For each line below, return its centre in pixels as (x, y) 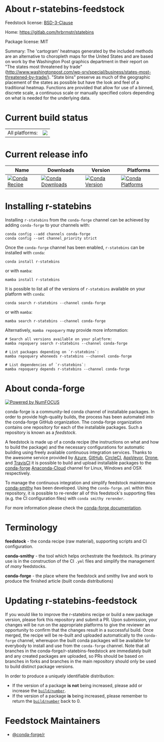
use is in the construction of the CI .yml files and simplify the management (80, 561)
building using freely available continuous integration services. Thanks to (79, 452)
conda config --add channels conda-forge (48, 234)
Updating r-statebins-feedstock (71, 601)
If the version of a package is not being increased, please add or (77, 685)
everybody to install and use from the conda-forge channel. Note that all (77, 645)
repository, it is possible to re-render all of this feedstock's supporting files (80, 493)
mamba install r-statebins (32, 280)
